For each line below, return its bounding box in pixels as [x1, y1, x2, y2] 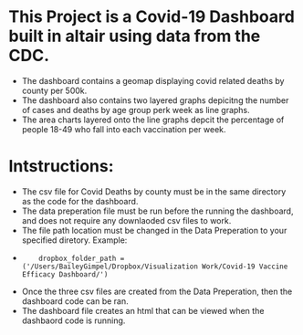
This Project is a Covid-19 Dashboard [8, 6, 296, 27]
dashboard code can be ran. [21, 295, 129, 307]
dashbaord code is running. [21, 315, 126, 326]
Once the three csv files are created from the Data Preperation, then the [21, 286, 293, 297]
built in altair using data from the [8, 26, 261, 47]
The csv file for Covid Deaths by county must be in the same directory [21, 185, 287, 197]
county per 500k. [21, 85, 88, 96]
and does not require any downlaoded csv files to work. [21, 215, 232, 225]
